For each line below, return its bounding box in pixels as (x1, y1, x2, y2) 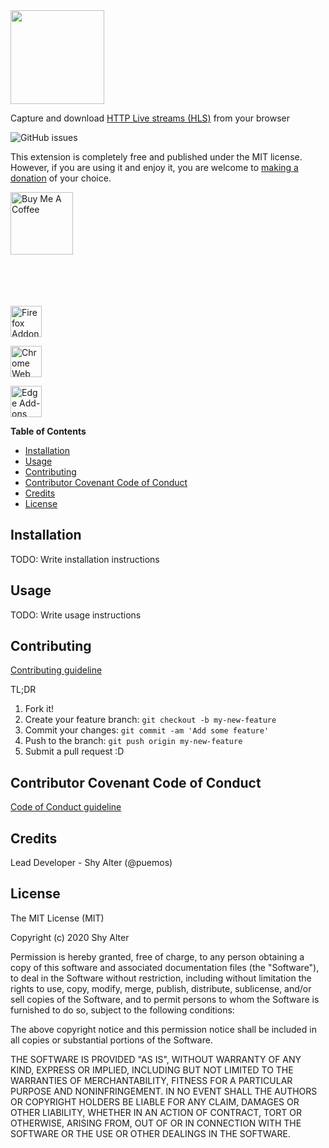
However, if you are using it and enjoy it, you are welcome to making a (10, 162, 299, 173)
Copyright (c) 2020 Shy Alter (10, 931, 130, 943)
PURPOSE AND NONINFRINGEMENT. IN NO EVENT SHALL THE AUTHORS (10, 1085, 318, 1097)
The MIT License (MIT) (10, 912, 105, 924)
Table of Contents (10, 425, 87, 437)
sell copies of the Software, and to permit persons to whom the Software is (10, 993, 320, 1005)
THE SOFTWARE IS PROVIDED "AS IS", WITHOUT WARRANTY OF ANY (10, 1053, 302, 1065)
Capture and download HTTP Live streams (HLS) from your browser (10, 112, 290, 124)
